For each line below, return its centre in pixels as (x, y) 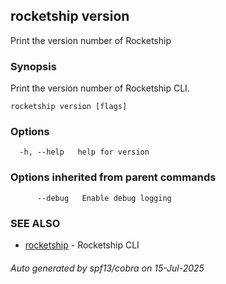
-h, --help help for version (84, 152)
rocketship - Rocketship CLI (82, 245)
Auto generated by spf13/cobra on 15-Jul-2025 (107, 268)
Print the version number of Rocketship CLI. (100, 88)
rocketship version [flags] (69, 107)
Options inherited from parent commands (113, 177)
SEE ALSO (35, 223)
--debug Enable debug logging (104, 198)
